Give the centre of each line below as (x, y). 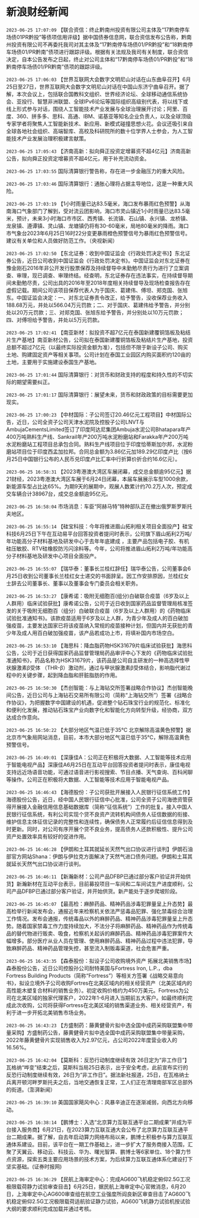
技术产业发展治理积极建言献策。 (50, 138)
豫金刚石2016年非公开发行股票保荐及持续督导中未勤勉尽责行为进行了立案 (95, 268)
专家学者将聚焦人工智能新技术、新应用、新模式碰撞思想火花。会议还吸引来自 (99, 123)
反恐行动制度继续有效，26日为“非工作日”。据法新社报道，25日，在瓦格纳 (95, 1075)
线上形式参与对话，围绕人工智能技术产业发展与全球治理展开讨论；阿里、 (94, 109)
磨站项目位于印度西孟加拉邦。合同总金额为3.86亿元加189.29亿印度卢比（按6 (99, 451)
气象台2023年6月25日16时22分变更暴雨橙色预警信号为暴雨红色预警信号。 (101, 233)
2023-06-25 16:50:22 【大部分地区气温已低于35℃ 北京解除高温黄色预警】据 (99, 729)
